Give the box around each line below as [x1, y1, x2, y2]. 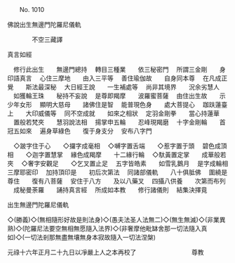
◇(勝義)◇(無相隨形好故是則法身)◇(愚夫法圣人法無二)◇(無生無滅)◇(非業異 [7, 216, 226, 224]
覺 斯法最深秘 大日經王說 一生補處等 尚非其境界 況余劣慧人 [7, 83, 220, 91]
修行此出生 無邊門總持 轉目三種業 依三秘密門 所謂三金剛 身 [13, 65, 226, 73]
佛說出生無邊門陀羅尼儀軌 [7, 20, 81, 29]
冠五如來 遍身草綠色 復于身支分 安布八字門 [7, 127, 152, 135]
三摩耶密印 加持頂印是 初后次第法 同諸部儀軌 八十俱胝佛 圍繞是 [7, 168, 228, 177]
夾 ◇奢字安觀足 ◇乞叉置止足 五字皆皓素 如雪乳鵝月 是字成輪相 [7, 160, 229, 167]
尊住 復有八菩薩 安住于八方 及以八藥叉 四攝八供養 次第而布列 [7, 177, 226, 185]
